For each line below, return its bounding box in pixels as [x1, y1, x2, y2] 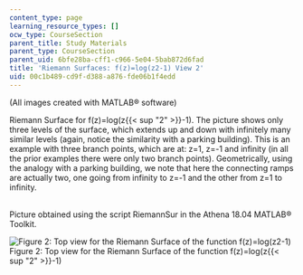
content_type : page [9, 13, 83, 23]
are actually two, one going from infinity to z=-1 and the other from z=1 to [9, 172, 283, 183]
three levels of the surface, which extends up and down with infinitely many [9, 124, 291, 135]
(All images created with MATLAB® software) [9, 97, 177, 108]
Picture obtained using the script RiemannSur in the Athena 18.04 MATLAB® [9, 209, 292, 220]
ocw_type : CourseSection [9, 30, 103, 39]
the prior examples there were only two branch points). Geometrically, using [9, 153, 293, 164]
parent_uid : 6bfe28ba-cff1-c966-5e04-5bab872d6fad [9, 55, 204, 64]
